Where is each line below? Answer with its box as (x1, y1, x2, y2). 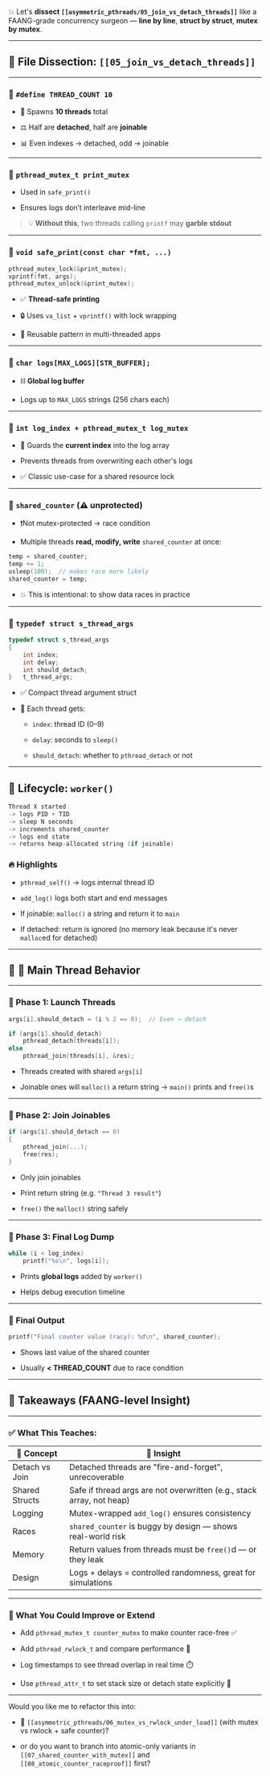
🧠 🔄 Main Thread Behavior (8, 964, 141, 978)
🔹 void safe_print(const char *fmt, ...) (8, 247, 172, 258)
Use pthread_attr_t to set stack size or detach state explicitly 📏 (19, 1679, 231, 1688)
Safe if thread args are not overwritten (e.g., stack (69, 1485, 257, 1496)
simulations (69, 1577, 112, 1589)
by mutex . (8, 24, 43, 34)
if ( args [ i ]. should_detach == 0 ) (8, 1128, 121, 1136)
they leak (69, 1554, 104, 1565)
